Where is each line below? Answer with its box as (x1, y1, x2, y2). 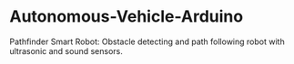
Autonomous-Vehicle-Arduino (9, 6, 244, 27)
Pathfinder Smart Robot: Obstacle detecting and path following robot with (9, 36, 285, 47)
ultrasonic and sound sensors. (9, 45, 123, 56)
